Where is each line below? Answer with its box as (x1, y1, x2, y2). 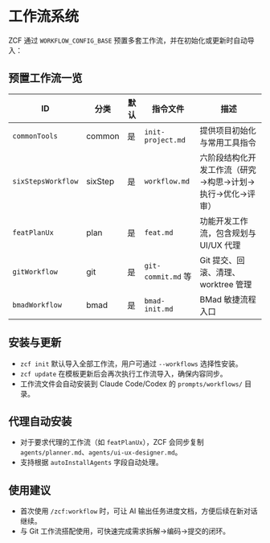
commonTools (12, 131, 59, 141)
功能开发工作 (199, 215, 248, 226)
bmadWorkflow (12, 300, 63, 310)
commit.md (144, 272, 182, 282)
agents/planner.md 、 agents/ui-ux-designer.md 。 (19, 447, 182, 457)
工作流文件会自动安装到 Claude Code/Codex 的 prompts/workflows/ (19, 379, 243, 389)
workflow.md (144, 176, 190, 186)
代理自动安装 (8, 414, 72, 428)
